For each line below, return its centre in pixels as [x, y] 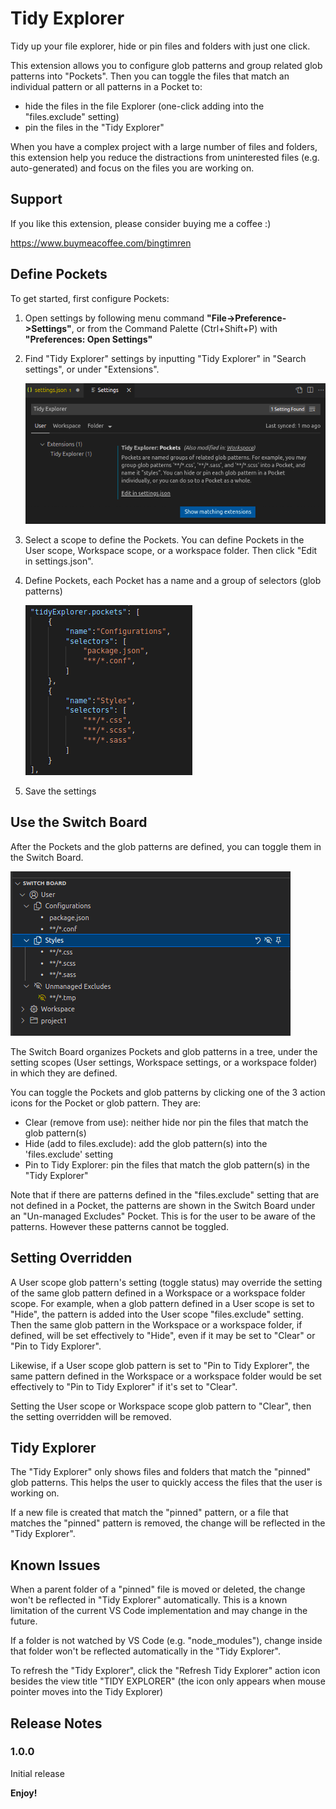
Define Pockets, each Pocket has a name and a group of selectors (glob [173, 580]
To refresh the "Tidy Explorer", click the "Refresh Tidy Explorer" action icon [165, 1671]
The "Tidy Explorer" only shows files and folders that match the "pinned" [160, 1472]
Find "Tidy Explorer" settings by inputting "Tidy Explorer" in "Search [165, 358]
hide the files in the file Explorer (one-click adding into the [144, 106]
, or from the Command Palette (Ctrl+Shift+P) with [174, 328]
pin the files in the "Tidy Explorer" [94, 127]
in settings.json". [59, 561]
